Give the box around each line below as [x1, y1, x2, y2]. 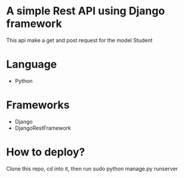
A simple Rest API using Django [6, 4, 165, 18]
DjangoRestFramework [14, 124, 72, 131]
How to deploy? [6, 145, 85, 159]
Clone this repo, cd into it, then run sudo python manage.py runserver [6, 165, 178, 172]
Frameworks [6, 99, 70, 112]
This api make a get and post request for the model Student [6, 36, 153, 44]
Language [6, 58, 57, 71]
